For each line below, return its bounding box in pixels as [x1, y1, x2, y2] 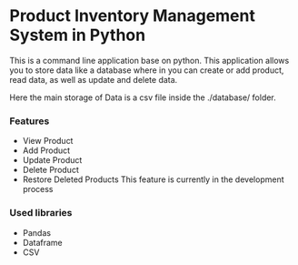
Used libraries [9, 207, 73, 219]
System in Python [9, 25, 146, 46]
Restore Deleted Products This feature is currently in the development [22, 174, 284, 185]
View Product [22, 136, 74, 147]
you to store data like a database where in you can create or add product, [9, 65, 284, 76]
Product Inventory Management [9, 5, 256, 26]
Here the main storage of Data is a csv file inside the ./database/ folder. [9, 92, 277, 103]
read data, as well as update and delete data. [9, 74, 178, 85]
